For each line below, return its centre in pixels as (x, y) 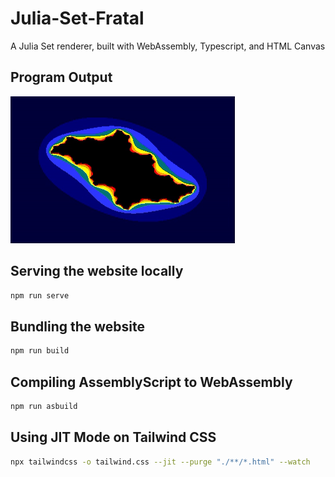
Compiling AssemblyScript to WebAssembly (151, 382)
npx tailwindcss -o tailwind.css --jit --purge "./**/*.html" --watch (160, 462)
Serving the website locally (97, 271)
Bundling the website (78, 326)
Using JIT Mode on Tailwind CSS (113, 437)
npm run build (40, 351)
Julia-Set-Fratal (77, 18)
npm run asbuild (44, 406)
